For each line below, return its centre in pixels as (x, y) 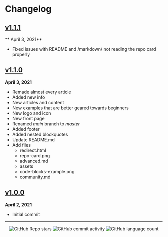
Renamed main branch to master (46, 124)
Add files (22, 145)
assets (27, 166)
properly (21, 54)
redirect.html (33, 150)
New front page (28, 118)
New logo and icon (32, 113)
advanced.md (34, 161)
